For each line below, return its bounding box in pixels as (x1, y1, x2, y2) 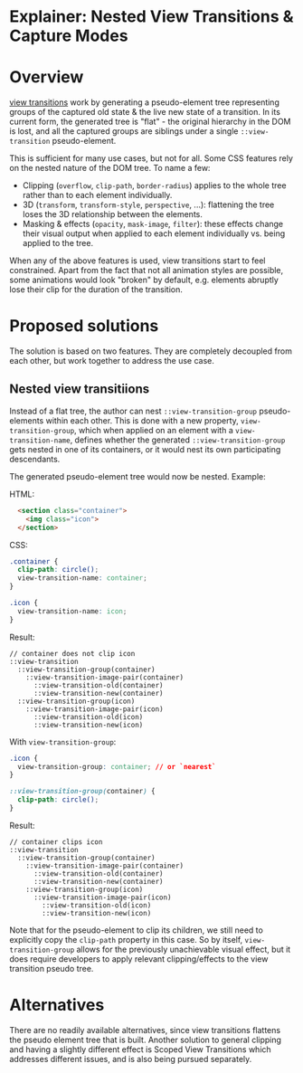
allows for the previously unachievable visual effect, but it (76, 944, 291, 954)
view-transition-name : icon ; (17, 606, 128, 616)
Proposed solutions (9, 316, 159, 337)
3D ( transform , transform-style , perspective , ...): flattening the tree (22, 199, 275, 210)
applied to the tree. (22, 238, 93, 249)
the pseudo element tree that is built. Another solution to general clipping (9, 1034, 282, 1045)
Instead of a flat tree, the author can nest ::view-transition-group (9, 405, 258, 416)
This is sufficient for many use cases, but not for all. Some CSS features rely (9, 153, 294, 164)
